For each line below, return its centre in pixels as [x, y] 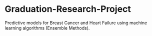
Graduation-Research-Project [68, 9]
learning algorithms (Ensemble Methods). [47, 28]
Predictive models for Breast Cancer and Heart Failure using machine [76, 23]
